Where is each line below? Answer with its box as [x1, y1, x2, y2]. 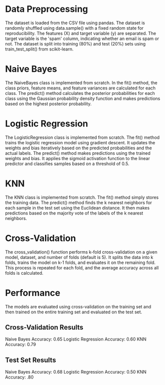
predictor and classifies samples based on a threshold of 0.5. [5, 161, 129, 167]
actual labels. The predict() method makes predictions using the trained [5, 150, 151, 156]
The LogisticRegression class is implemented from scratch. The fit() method [5, 134, 160, 140]
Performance [5, 287, 61, 299]
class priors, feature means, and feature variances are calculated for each [5, 85, 156, 91]
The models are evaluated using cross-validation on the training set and [5, 303, 152, 309]
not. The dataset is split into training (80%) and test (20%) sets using [5, 41, 146, 46]
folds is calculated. [5, 270, 43, 276]
